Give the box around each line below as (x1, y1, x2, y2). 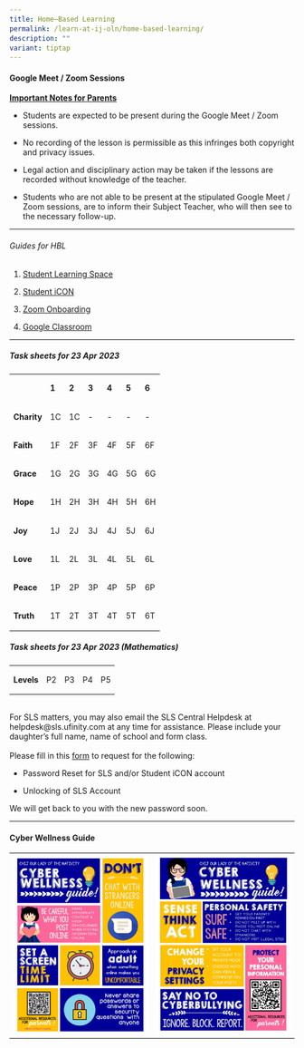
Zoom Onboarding (22, 304, 91, 315)
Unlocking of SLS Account (22, 785, 121, 797)
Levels (13, 674, 39, 684)
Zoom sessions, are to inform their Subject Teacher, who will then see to (22, 201, 292, 212)
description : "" (9, 34, 71, 43)
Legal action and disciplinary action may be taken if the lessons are (22, 164, 274, 176)
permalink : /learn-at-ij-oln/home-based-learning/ (9, 24, 204, 34)
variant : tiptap (9, 44, 71, 53)
